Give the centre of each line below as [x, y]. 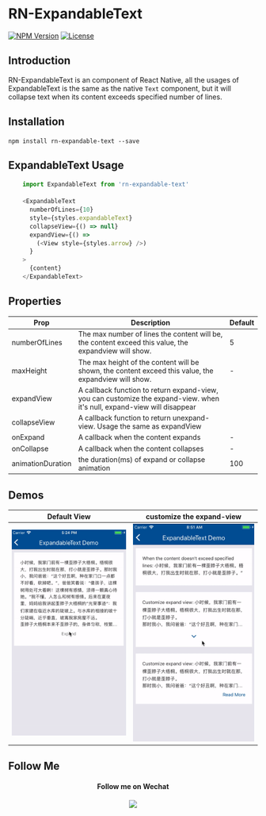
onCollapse [30, 448]
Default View [69, 516]
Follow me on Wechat [133, 786]
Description [150, 323]
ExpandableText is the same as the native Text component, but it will [120, 88]
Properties [35, 301]
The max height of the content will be [139, 362]
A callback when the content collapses [141, 448]
